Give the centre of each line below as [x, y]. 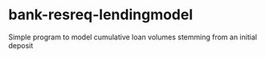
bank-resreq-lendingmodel [101, 15]
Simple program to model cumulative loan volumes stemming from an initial [133, 37]
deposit [21, 45]
